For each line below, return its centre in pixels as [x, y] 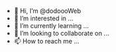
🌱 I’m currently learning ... [51, 26]
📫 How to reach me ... [46, 41]
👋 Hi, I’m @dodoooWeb [47, 11]
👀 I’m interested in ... [44, 18]
